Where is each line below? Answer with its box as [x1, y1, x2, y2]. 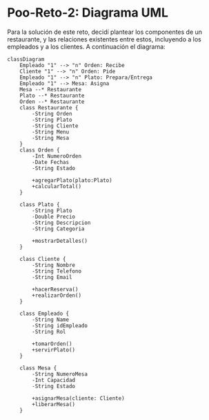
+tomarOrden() [32, 340, 72, 347]
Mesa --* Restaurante [19, 86, 81, 93]
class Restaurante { [19, 104, 79, 111]
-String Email [32, 273, 72, 281]
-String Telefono [32, 268, 81, 275]
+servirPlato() [32, 346, 76, 354]
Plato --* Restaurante [19, 92, 85, 99]
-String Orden [32, 110, 72, 117]
